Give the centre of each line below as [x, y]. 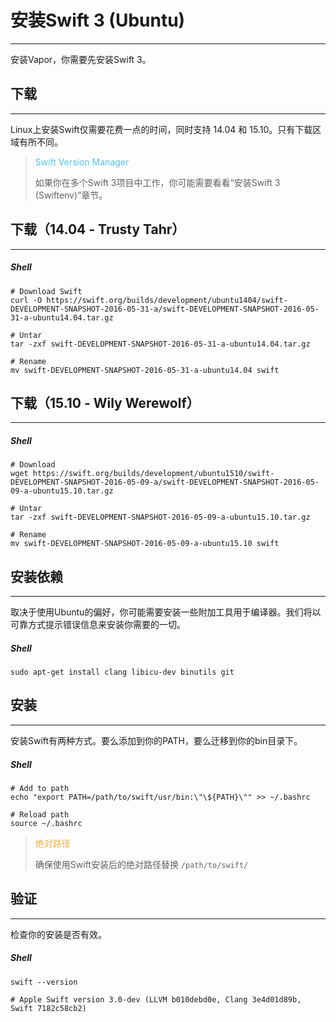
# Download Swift [46, 291]
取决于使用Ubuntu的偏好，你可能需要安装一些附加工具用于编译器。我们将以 [166, 612]
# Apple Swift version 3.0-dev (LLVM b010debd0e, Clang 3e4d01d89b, [156, 999]
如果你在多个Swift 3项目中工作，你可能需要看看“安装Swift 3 [157, 182]
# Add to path [40, 788]
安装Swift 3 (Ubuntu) [98, 20]
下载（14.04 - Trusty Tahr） [98, 229]
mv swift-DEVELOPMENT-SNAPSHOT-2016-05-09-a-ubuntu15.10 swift [145, 544]
